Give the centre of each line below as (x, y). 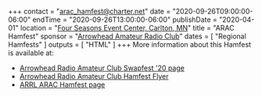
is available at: (31, 53)
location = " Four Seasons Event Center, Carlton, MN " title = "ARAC (127, 28)
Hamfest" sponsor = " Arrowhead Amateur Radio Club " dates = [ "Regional (127, 36)
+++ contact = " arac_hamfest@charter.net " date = (90, 11)
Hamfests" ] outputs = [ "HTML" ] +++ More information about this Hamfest (130, 45)
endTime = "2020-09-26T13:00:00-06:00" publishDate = (125, 20)
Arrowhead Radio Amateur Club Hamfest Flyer (94, 76)
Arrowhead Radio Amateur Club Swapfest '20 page (102, 68)
